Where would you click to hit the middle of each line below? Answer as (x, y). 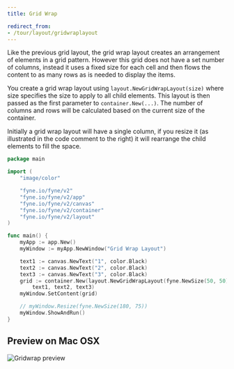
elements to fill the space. (44, 146)
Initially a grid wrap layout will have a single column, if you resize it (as (108, 131)
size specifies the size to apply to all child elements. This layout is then (109, 96)
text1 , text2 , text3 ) (64, 287)
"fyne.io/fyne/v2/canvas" (57, 204)
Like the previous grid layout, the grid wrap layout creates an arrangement (114, 52)
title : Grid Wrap (32, 14)
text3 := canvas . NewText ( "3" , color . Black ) (84, 274)
